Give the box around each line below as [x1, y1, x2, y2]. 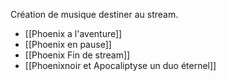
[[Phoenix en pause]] [24, 39, 112, 50]
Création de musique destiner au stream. [10, 9, 179, 20]
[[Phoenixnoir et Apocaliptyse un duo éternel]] [24, 60, 217, 71]
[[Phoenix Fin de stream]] [24, 49, 131, 61]
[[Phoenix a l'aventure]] [24, 28, 123, 39]
